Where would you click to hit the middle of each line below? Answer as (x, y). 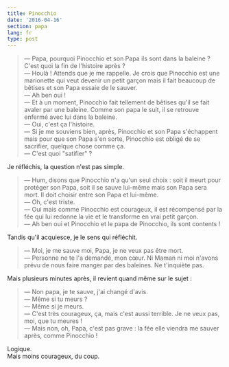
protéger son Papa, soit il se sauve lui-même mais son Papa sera (115, 188)
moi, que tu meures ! (53, 321)
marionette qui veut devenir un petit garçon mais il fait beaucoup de (120, 80)
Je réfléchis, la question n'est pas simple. (66, 167)
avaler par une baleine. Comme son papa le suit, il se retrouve (111, 110)
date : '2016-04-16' (35, 20)
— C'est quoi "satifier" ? (58, 154)
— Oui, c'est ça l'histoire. (59, 124)
